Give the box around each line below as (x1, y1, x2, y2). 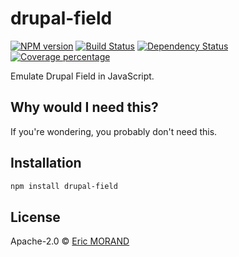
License (10, 208, 61, 226)
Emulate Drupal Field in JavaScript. (10, 70, 155, 82)
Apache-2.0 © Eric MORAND (10, 235, 130, 247)
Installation (10, 155, 82, 172)
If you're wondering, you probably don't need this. (10, 125, 218, 137)
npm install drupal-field (10, 181, 118, 191)
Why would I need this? (10, 99, 159, 116)
